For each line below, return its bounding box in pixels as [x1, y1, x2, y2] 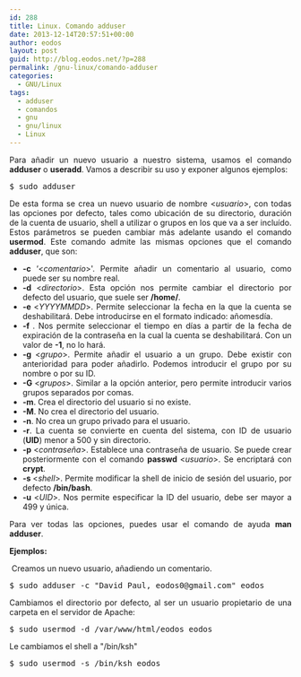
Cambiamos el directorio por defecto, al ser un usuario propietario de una [9, 597, 292, 608]
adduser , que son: [9, 246, 78, 256]
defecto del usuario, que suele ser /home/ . [21, 291, 181, 302]
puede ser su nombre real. [21, 273, 121, 283]
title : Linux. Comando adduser [9, 22, 126, 30]
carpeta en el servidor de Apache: [9, 606, 136, 617]
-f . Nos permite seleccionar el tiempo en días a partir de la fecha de [21, 320, 293, 331]
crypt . [21, 463, 47, 473]
